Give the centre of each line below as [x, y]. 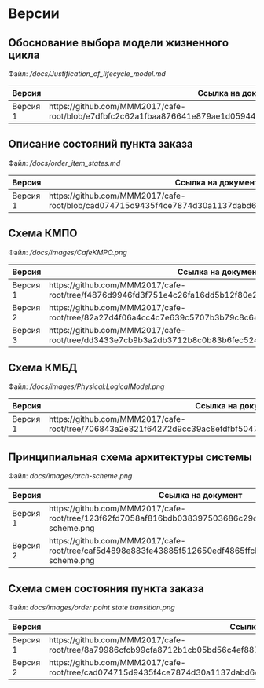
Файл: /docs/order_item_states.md [64, 163]
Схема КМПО [43, 234]
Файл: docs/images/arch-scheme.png [70, 476]
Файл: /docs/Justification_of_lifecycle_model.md [87, 74]
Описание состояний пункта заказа [101, 144]
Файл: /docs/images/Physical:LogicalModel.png [86, 386]
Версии [34, 14]
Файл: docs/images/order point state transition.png [92, 607]
